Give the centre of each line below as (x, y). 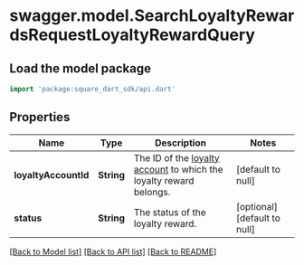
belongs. (152, 192)
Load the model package (81, 68)
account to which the (178, 169)
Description (180, 143)
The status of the (170, 212)
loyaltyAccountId (52, 175)
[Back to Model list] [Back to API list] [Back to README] (113, 251)
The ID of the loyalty (176, 157)
